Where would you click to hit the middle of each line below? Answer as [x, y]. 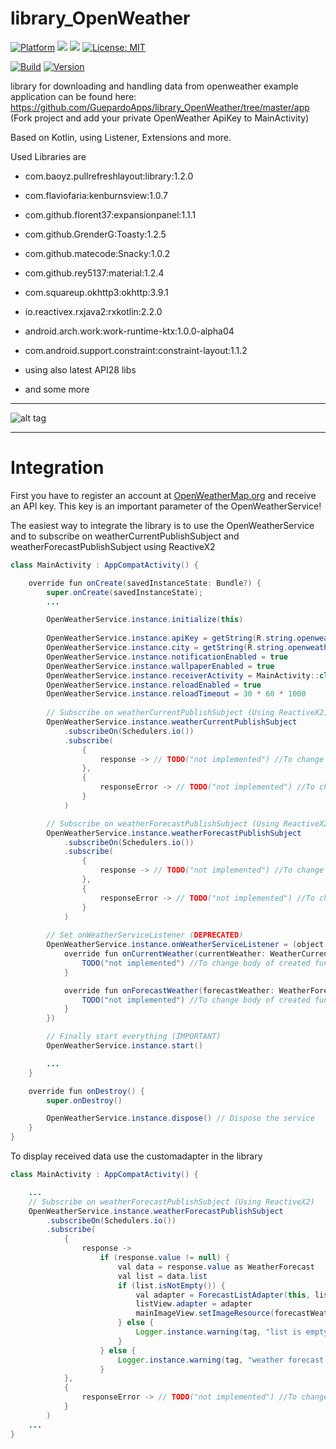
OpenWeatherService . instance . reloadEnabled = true [154, 685]
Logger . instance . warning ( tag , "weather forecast [221, 1360]
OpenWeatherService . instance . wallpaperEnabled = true [160, 666]
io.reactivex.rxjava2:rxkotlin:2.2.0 [93, 311]
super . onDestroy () [84, 1100]
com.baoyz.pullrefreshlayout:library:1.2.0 [109, 176]
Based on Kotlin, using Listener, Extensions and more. [121, 137]
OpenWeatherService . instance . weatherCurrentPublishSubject [172, 722]
